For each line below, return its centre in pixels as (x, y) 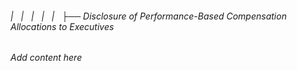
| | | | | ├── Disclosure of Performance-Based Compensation (148, 16)
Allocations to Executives (62, 26)
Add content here (46, 58)
